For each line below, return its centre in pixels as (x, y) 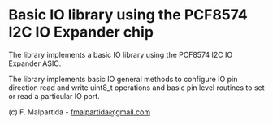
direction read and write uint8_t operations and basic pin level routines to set (137, 88)
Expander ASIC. (35, 63)
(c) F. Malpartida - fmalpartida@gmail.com (80, 112)
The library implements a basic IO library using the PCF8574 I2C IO (121, 54)
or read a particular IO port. (54, 96)
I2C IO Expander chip (81, 32)
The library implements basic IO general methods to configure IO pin (123, 79)
